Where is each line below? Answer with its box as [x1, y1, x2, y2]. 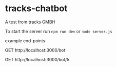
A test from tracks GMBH [5, 19, 56, 25]
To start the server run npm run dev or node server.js [5, 28, 113, 34]
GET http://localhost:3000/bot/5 [5, 56, 70, 62]
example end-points [5, 37, 45, 44]
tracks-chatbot [5, 3, 68, 14]
